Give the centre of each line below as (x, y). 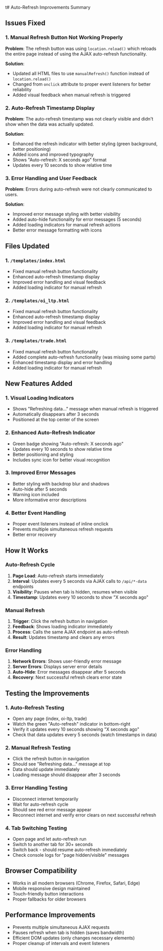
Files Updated (27, 246)
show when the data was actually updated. (50, 124)
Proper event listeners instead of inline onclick (60, 524)
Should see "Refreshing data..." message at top (61, 764)
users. (12, 195)
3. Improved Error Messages (40, 472)
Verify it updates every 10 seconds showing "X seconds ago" (76, 729)
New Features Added (39, 383)
